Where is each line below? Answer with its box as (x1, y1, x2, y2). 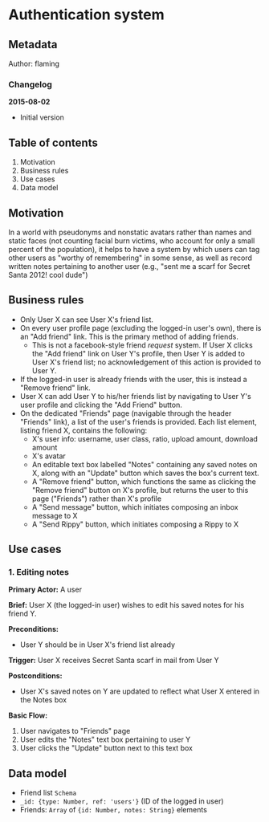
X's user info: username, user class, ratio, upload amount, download (31, 433, 259, 443)
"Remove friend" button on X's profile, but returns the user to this (31, 485, 249, 494)
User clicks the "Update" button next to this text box (19, 743, 193, 753)
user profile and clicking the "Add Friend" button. (19, 400, 182, 409)
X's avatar (31, 451, 66, 461)
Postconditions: (8, 671, 63, 681)
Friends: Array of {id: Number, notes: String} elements (19, 805, 207, 815)
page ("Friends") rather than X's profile (31, 494, 162, 503)
